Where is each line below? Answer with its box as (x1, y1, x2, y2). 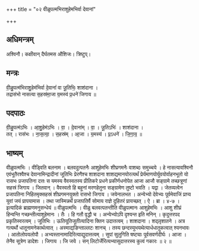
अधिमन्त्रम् (6, 34, 34, 45)
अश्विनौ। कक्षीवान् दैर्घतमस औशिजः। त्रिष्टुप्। (6, 51, 91, 58)
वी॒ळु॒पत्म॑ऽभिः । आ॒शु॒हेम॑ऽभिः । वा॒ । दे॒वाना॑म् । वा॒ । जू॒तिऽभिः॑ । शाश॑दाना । (6, 124, 144, 131)
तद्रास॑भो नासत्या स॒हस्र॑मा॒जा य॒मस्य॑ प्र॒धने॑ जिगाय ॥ (6, 90, 96, 98)
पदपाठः (6, 108, 26, 118)
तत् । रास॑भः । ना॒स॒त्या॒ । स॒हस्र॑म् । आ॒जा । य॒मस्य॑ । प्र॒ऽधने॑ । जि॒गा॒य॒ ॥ (6, 131, 143, 138)
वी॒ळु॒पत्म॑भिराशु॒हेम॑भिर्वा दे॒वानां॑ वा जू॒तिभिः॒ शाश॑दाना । (6, 84, 98, 91)
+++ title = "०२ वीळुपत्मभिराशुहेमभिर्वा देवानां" (6, 6, 96, 12)
